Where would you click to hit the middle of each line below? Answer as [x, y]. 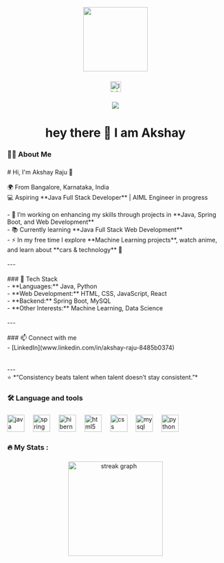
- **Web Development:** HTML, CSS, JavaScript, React [87, 293]
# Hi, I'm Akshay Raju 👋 [40, 172]
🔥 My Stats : [28, 447]
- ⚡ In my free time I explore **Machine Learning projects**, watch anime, [112, 240]
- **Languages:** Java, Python [52, 286]
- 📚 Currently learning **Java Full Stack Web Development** [95, 229]
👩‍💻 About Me [29, 154]
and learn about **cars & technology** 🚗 [65, 249]
